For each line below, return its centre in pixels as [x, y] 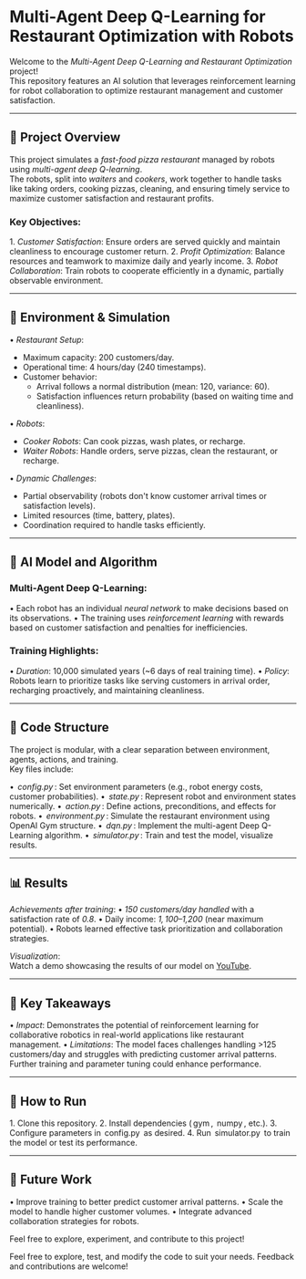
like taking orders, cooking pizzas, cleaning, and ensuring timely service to [150, 188]
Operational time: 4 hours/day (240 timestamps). [114, 367]
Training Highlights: [54, 651]
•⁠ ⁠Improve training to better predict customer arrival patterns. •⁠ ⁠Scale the [147, 1201]
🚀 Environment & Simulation [90, 318]
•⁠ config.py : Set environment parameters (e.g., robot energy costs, [136, 786]
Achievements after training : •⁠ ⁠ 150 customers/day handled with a [132, 910]
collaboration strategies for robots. [74, 1221]
